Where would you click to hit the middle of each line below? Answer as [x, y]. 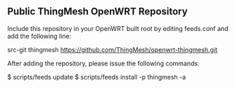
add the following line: [39, 36]
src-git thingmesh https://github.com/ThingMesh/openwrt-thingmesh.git [113, 49]
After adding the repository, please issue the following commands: [103, 63]
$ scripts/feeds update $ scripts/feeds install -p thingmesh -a [97, 77]
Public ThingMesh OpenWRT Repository [97, 12]
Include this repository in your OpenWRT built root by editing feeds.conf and [118, 28]
